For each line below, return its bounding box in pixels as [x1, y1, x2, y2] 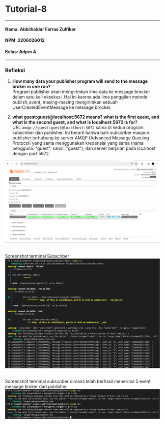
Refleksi [5, 67, 26, 74]
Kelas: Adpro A [5, 48, 37, 55]
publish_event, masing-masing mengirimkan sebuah [12, 99, 118, 105]
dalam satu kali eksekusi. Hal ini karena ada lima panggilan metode [12, 94, 148, 99]
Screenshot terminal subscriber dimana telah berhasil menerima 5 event [5, 378, 151, 384]
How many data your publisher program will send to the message [12, 78, 148, 84]
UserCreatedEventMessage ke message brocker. [12, 104, 111, 110]
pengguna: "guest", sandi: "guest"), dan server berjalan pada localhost [12, 145, 156, 151]
